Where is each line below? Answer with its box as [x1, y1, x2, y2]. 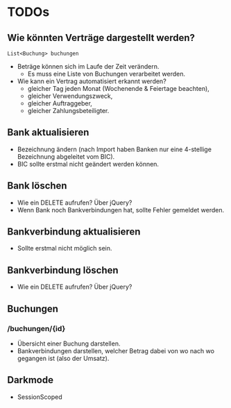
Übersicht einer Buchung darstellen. [17, 339, 121, 348]
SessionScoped [17, 393, 62, 401]
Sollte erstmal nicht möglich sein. [17, 244, 112, 253]
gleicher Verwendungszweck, [27, 92, 113, 100]
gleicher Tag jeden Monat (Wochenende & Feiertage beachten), [27, 85, 209, 92]
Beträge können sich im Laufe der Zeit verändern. [17, 62, 160, 70]
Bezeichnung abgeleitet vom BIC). [17, 152, 115, 160]
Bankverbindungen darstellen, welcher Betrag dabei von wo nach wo [17, 346, 215, 355]
